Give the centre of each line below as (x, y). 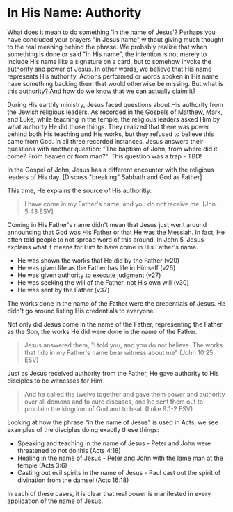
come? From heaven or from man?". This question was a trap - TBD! (105, 156)
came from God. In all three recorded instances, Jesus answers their (105, 141)
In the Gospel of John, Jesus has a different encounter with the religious (111, 170)
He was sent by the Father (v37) (63, 290)
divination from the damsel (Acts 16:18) (73, 480)
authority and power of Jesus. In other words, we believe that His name (110, 69)
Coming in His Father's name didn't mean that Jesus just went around (107, 224)
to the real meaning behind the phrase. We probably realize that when (107, 47)
